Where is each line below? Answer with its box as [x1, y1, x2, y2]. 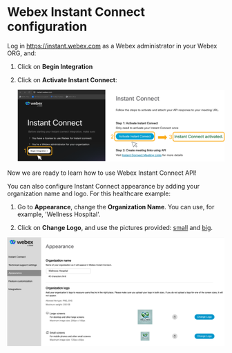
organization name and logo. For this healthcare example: [7, 189, 171, 198]
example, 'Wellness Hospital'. [17, 210, 101, 218]
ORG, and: [7, 49, 37, 57]
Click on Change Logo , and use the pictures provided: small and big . [17, 223, 213, 231]
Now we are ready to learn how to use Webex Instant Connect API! [7, 169, 197, 177]
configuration [7, 19, 88, 35]
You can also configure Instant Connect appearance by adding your [7, 182, 200, 190]
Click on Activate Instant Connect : [17, 75, 117, 84]
